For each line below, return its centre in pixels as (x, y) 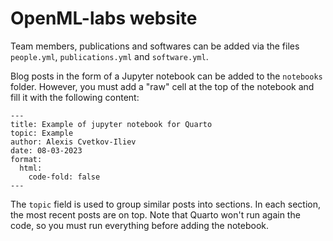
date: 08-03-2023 (46, 150)
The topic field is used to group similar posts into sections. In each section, (165, 204)
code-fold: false (64, 177)
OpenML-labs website (104, 18)
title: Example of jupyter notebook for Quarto (111, 124)
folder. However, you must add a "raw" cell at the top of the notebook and (162, 86)
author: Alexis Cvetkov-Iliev (73, 142)
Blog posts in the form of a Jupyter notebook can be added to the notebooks (166, 76)
